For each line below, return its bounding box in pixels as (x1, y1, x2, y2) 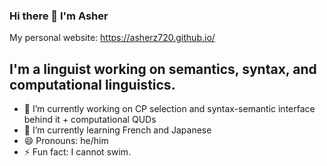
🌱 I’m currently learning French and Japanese (23, 124, 212, 136)
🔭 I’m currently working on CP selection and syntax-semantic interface (23, 103, 316, 115)
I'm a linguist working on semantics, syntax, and (9, 60, 317, 78)
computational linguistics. (9, 76, 176, 93)
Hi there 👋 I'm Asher (9, 9, 109, 23)
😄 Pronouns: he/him (23, 135, 109, 147)
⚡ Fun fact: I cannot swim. (23, 146, 132, 158)
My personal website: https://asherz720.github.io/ (9, 32, 216, 44)
